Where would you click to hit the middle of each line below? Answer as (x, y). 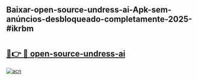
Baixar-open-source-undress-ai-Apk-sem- (89, 10)
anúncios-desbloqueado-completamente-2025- (99, 20)
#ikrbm (20, 29)
